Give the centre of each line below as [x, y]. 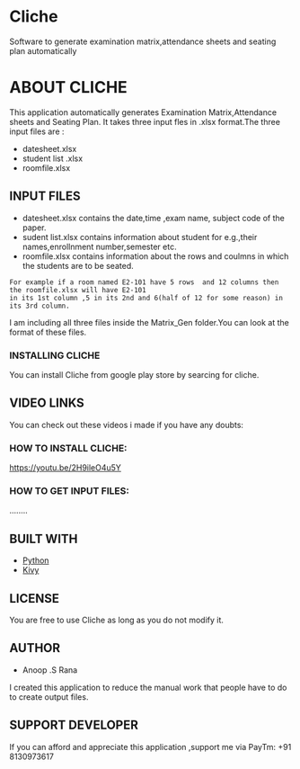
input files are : [37, 131]
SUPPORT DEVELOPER [74, 725]
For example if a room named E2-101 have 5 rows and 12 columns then [144, 282]
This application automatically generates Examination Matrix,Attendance [143, 112]
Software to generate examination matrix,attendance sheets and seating [143, 41]
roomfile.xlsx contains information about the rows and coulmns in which [155, 256]
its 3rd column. [40, 306]
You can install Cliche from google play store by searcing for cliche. [134, 374]
